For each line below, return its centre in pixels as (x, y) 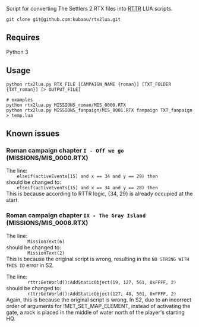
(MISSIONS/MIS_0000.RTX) (47, 158)
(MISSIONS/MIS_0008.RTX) (47, 223)
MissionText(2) (46, 253)
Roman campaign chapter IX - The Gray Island (76, 215)
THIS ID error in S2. (30, 265)
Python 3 (17, 52)
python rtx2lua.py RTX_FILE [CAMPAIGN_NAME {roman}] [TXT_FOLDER (89, 84)
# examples (20, 100)
